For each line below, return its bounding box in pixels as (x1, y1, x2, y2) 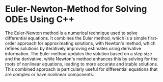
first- (148, 35, 158, 41)
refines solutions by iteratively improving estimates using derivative (5, 45, 141, 51)
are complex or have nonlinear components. (5, 71, 94, 77)
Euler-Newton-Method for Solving (5, 3, 147, 15)
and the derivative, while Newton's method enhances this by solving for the (5, 56, 158, 61)
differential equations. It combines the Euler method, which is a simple (5, 35, 147, 41)
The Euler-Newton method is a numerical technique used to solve (5, 30, 138, 36)
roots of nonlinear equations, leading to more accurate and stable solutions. (5, 61, 159, 67)
